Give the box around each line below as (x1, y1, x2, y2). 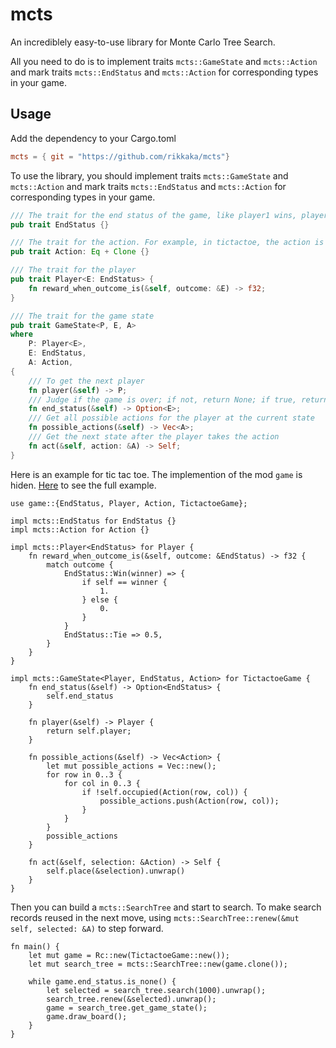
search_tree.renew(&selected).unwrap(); (46, 994, 217, 1004)
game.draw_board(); (46, 1011, 128, 1022)
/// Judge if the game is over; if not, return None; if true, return (28, 394, 329, 405)
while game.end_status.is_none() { (28, 976, 177, 987)
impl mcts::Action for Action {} (10, 524, 150, 535)
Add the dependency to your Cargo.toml (10, 132, 177, 144)
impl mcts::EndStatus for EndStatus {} (10, 516, 177, 526)
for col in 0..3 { (63, 778, 141, 788)
